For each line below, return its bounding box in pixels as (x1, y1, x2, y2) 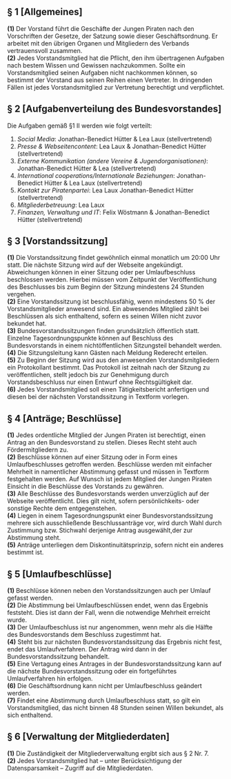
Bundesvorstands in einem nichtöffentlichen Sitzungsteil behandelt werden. (7, 341, 222, 350)
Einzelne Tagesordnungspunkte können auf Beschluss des (7, 334, 174, 343)
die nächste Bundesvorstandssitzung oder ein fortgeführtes (7, 667, 177, 676)
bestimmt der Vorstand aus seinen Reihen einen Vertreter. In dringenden (7, 76, 212, 84)
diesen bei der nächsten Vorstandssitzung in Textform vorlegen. (7, 393, 190, 401)
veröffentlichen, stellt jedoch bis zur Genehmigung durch (7, 371, 169, 379)
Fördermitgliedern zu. (7, 445, 69, 454)
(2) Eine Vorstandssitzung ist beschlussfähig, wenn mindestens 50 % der (7, 297, 216, 306)
